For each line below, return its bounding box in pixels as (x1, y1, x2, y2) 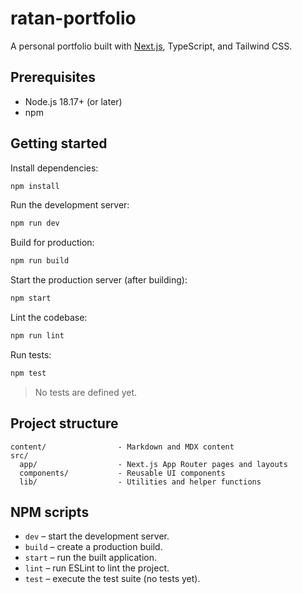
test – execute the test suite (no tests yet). (24, 573, 201, 585)
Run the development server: (10, 199, 130, 211)
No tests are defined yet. (34, 386, 138, 398)
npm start (10, 293, 52, 304)
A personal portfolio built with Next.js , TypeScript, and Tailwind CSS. (10, 40, 293, 52)
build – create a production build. (24, 541, 163, 553)
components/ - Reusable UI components (19, 468, 226, 478)
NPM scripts (10, 504, 90, 521)
